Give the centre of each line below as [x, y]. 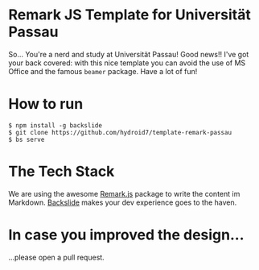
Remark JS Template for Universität [129, 15]
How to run [46, 104]
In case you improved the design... [126, 235]
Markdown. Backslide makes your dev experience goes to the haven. [123, 202]
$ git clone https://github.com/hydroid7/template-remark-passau [120, 132]
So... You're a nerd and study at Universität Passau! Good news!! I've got [129, 54]
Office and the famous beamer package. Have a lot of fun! [103, 71]
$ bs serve [27, 139]
